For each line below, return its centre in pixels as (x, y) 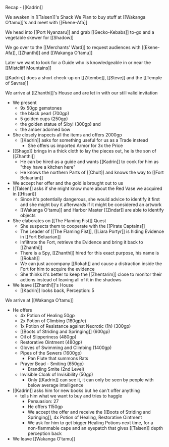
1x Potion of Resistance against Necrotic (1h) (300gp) (75, 326)
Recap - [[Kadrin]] (24, 7)
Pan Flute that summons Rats (58, 358)
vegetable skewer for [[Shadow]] (40, 38)
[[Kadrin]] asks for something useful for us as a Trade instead (84, 140)
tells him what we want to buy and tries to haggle (71, 396)
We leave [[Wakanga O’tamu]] (44, 439)
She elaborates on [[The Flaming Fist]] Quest (59, 221)
